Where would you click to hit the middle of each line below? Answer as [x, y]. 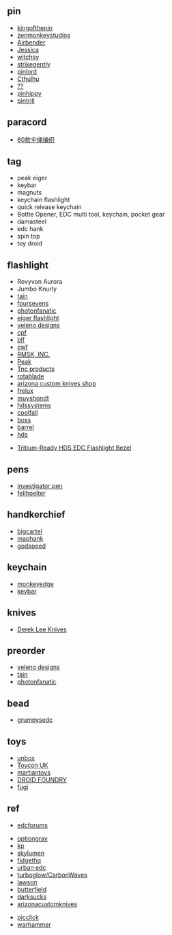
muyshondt [33, 398]
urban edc [31, 867]
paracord [27, 122]
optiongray [32, 838]
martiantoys [34, 772]
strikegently [34, 64]
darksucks [32, 897]
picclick [28, 917]
